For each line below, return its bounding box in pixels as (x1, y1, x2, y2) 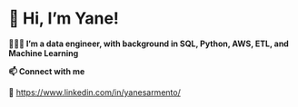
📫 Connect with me (8, 65, 85, 76)
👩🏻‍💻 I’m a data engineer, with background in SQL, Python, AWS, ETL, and (8, 38, 290, 49)
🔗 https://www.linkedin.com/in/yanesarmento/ (8, 86, 181, 98)
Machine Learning (8, 47, 79, 58)
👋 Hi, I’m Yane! (8, 8, 120, 29)
